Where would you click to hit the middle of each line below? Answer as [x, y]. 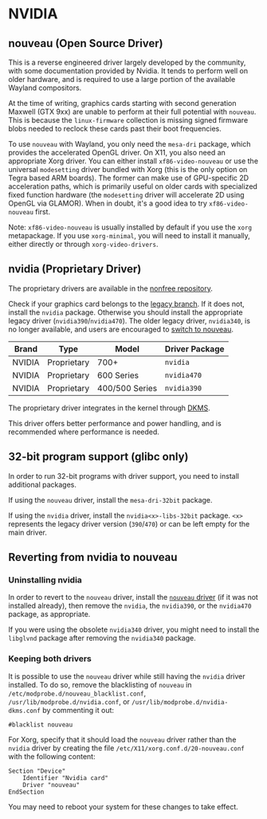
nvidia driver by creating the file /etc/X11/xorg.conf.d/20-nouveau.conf [127, 748]
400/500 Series [127, 388]
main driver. [28, 532]
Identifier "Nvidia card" [66, 778]
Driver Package [194, 349]
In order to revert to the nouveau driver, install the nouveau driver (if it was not [133, 598]
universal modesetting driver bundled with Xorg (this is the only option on [128, 169]
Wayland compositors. [45, 88]
